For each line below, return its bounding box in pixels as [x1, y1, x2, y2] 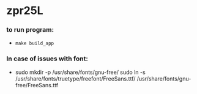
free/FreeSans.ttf [15, 81, 59, 89]
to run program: [6, 26, 54, 34]
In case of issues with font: [6, 54, 89, 63]
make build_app [15, 40, 54, 46]
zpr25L [6, 4, 43, 18]
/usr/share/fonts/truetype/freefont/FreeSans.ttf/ [15, 74, 136, 82]
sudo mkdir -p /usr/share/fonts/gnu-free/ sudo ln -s [15, 68, 146, 76]
